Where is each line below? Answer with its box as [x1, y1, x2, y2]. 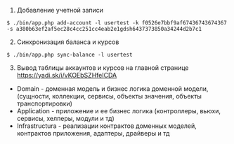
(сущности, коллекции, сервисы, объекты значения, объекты [16, 92, 202, 100]
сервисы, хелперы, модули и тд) [16, 115, 115, 122]
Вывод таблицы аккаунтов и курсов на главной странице [16, 64, 189, 72]
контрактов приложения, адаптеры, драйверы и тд [16, 129, 170, 137]
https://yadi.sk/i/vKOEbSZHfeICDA [16, 71, 117, 79]
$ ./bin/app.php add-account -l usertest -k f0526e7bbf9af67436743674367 [6, 20, 228, 27]
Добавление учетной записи [16, 6, 103, 14]
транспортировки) [16, 99, 73, 108]
